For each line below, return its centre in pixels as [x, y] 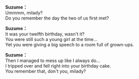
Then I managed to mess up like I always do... [53, 60]
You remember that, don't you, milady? [45, 71]
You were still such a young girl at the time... [51, 39]
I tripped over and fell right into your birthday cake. [58, 66]
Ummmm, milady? [24, 13]
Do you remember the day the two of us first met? [57, 18]
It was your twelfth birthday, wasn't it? [45, 34]
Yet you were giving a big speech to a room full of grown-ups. [70, 45]
